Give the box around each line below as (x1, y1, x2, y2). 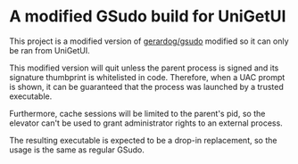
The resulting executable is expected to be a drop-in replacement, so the (9, 135, 277, 145)
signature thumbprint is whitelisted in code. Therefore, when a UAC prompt (9, 71, 286, 82)
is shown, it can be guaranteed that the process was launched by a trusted (9, 81, 284, 92)
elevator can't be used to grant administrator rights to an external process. (9, 118, 283, 128)
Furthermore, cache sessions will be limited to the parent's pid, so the (9, 108, 266, 119)
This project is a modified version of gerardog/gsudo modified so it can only (9, 36, 289, 46)
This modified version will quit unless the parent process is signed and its (9, 62, 279, 73)
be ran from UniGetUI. (9, 45, 91, 55)
